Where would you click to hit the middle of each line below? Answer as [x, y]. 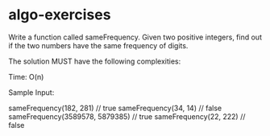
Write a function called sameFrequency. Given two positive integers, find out [135, 37]
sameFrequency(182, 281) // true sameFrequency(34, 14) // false [115, 108]
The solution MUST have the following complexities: [95, 61]
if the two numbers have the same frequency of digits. [98, 45]
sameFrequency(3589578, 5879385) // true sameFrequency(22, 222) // [127, 116]
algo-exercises [60, 15]
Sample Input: [31, 92]
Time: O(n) [26, 76]
